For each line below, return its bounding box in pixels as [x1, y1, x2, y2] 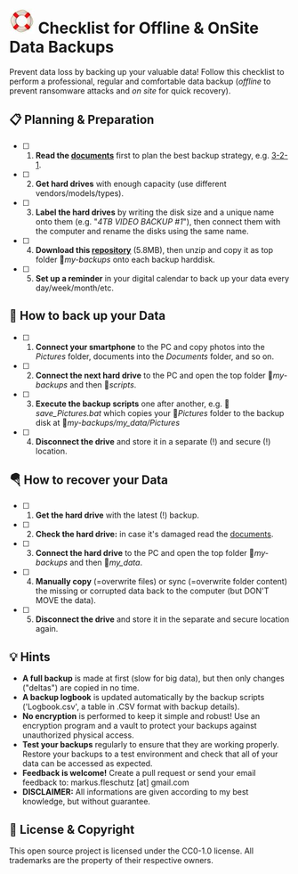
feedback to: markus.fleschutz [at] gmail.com [21, 777, 189, 788]
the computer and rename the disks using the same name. [35, 225, 249, 236]
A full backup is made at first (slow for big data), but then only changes [21, 673, 285, 684]
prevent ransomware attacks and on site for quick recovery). [9, 85, 231, 96]
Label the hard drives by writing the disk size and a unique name [35, 207, 274, 217]
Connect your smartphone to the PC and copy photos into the [35, 341, 265, 352]
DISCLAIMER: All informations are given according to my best [21, 787, 249, 797]
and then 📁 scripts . [69, 379, 137, 390]
